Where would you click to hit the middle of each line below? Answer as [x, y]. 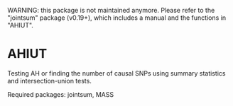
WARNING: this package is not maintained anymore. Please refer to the [111, 10]
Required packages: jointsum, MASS [61, 94]
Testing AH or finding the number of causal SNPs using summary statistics [116, 73]
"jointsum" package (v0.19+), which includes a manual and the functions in [116, 18]
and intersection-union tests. [50, 81]
